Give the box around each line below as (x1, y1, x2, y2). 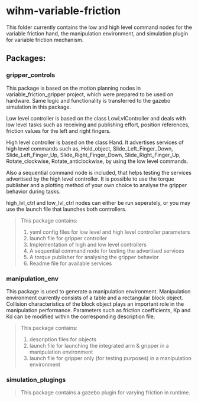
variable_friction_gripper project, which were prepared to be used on (6, 90, 174, 98)
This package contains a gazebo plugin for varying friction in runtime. (20, 389, 191, 396)
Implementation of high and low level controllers (29, 241, 147, 248)
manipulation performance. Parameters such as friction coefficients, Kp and (6, 306, 191, 313)
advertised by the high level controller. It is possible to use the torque (6, 175, 174, 182)
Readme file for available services (29, 260, 112, 267)
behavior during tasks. (6, 188, 61, 195)
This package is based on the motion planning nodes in (6, 84, 141, 91)
